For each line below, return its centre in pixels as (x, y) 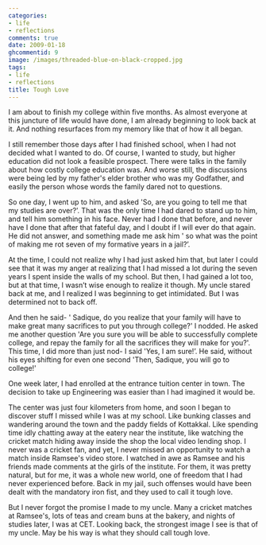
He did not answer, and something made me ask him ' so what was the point (133, 236)
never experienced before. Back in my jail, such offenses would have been (130, 484)
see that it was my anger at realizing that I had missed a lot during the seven (133, 268)
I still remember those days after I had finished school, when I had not (122, 145)
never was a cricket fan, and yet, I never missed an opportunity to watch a (129, 450)
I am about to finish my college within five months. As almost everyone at (128, 112)
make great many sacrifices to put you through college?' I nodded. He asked (133, 326)
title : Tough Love (39, 90)
